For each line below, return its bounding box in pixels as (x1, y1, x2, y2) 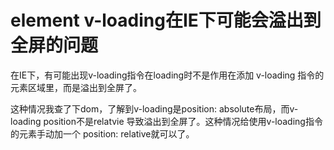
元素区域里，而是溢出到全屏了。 (10, 81, 142, 93)
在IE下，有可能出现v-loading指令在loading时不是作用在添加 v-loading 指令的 (10, 69, 325, 81)
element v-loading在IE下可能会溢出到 (10, 9, 322, 32)
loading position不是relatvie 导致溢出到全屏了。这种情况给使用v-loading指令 (10, 115, 323, 127)
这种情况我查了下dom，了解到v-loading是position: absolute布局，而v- (10, 102, 299, 115)
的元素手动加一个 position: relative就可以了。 (10, 127, 195, 140)
